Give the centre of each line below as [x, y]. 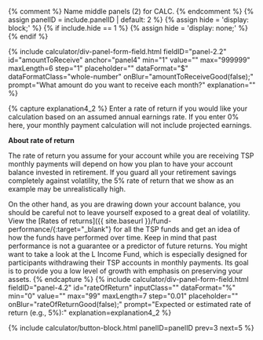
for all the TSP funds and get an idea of [177, 229]
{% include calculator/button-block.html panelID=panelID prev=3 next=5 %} [131, 328]
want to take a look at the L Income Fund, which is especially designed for [128, 254]
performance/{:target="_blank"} [60, 229]
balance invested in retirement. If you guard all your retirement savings [122, 172]
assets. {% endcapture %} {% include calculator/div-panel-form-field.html [128, 279]
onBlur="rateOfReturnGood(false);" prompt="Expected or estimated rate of [130, 304]
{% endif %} [28, 36]
